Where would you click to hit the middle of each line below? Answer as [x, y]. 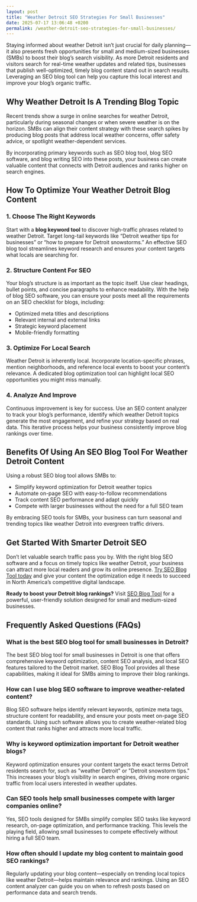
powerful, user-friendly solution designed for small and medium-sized [91, 600]
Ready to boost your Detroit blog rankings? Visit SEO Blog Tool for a [90, 594]
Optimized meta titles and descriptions [62, 314]
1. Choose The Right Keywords [51, 216]
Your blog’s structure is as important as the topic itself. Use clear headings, [98, 283]
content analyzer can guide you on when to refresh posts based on [88, 887]
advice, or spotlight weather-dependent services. [67, 141]
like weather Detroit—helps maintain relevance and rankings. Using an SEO [98, 880]
